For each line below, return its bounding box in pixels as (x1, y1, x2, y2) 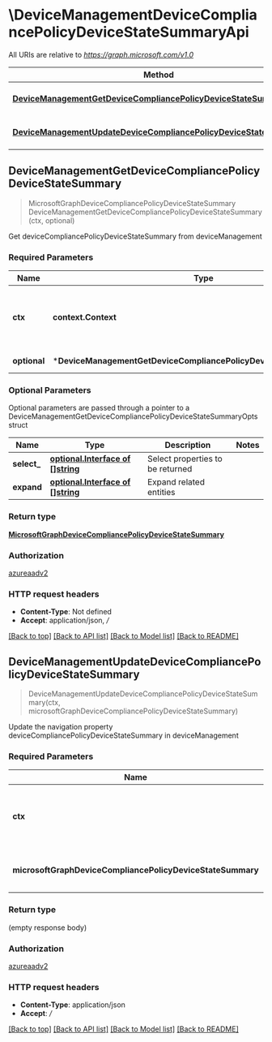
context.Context (52, 312, 117, 323)
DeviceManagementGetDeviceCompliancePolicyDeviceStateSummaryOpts (8, 411, 258, 421)
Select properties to (147, 453, 223, 464)
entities (147, 487, 176, 498)
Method (142, 69, 174, 80)
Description (164, 440, 211, 451)
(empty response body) (8, 923, 87, 932)
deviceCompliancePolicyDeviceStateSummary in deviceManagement (8, 730, 239, 740)
